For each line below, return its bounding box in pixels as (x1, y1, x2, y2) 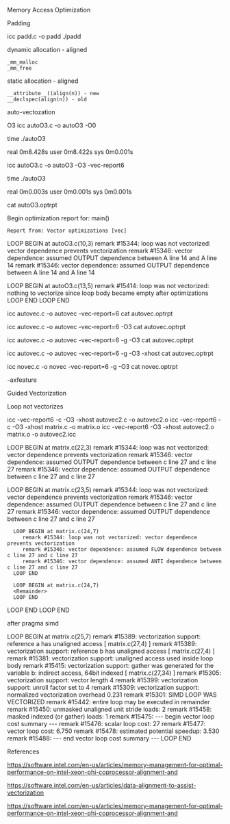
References (7, 747, 40, 756)
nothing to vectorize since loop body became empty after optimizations (7, 289, 209, 297)
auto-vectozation (7, 108, 56, 116)
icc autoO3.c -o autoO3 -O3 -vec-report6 (7, 161, 125, 169)
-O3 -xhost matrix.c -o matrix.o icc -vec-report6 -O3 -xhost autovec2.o (12, 423, 214, 430)
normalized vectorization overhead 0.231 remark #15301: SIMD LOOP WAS (7, 691, 217, 699)
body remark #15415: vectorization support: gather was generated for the (7, 662, 214, 669)
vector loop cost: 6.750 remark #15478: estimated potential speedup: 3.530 (7, 727, 220, 735)
